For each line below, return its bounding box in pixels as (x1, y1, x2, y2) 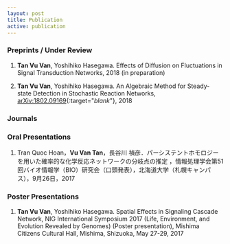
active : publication (7, 23, 67, 30)
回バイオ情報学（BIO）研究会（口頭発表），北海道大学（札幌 (16, 166, 187, 174)
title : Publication (7, 16, 63, 23)
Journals (7, 113, 38, 123)
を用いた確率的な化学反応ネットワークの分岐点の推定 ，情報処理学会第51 (16, 157, 224, 165)
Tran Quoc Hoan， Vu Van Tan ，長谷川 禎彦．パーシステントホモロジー (16, 148, 219, 157)
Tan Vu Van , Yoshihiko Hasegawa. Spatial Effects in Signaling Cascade (16, 208, 218, 216)
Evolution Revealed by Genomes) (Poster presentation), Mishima (16, 222, 200, 230)
